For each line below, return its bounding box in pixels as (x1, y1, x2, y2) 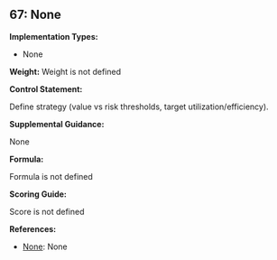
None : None (22, 241, 68, 252)
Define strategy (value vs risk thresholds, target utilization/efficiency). (9, 101, 269, 112)
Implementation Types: (9, 31, 98, 42)
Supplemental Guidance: (9, 118, 105, 129)
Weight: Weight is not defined (9, 66, 122, 77)
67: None (9, 7, 61, 23)
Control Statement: (9, 83, 83, 94)
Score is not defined (9, 206, 85, 217)
